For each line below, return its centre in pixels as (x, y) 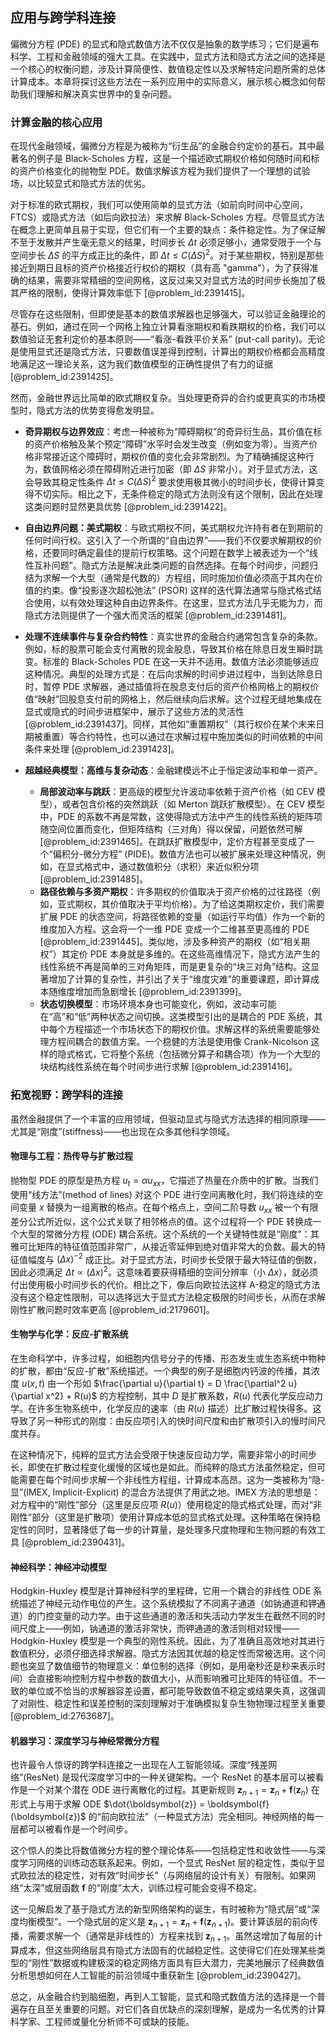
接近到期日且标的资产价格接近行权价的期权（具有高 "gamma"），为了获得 (160, 267)
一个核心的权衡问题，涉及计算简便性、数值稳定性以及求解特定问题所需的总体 (168, 69)
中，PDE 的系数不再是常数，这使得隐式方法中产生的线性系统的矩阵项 (181, 817)
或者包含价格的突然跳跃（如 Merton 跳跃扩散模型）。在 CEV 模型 (193, 804)
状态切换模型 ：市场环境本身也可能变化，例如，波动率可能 (158, 1004)
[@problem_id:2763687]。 (65, 1716)
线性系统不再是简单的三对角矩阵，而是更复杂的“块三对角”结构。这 (175, 967)
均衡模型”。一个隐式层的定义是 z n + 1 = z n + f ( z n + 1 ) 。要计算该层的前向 (164, 1923)
